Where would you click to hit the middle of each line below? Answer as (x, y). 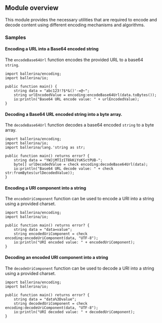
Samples (15, 37)
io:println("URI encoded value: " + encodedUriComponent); (74, 242)
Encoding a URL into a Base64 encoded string (52, 49)
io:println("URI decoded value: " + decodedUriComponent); (74, 312)
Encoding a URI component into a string (45, 188)
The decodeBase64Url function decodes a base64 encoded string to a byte (80, 125)
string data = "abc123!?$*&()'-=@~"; (52, 91)
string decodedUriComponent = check (51, 303)
